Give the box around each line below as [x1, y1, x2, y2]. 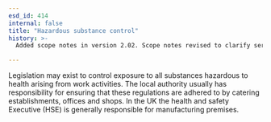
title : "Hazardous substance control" [8, 26, 139, 35]
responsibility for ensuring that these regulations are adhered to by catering [8, 87, 260, 97]
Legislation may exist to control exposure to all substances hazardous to [8, 71, 248, 80]
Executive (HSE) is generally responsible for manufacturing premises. [8, 105, 240, 115]
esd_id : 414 [8, 11, 48, 20]
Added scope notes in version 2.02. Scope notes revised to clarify [15, 42, 251, 50]
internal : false [8, 19, 63, 27]
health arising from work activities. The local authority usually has [8, 79, 227, 89]
